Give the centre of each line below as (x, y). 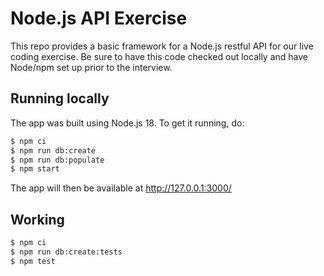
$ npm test (33, 261)
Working (37, 219)
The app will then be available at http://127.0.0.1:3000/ (121, 188)
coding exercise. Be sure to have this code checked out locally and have (159, 56)
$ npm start (35, 169)
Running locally (60, 98)
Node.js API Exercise (99, 18)
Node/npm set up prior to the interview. (91, 67)
